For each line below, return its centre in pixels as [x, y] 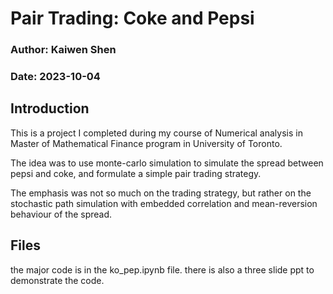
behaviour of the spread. [61, 214]
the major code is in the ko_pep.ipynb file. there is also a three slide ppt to [162, 269]
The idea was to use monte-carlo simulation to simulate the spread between [167, 163]
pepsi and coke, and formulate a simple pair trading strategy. [136, 173]
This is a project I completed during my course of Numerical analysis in [156, 133]
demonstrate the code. [57, 280]
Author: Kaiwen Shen [63, 50]
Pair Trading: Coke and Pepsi [132, 18]
